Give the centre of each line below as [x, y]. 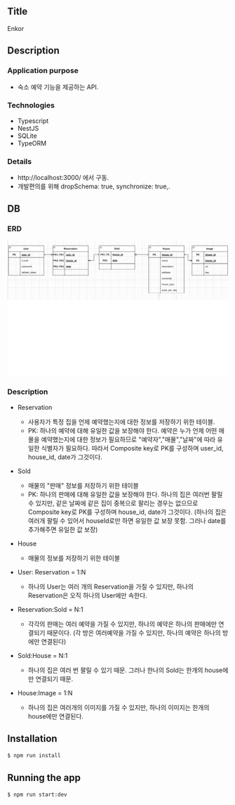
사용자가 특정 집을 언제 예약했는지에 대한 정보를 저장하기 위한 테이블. [121, 422]
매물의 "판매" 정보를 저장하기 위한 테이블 [83, 485]
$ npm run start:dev [38, 795]
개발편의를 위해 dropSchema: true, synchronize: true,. [94, 186]
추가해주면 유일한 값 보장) [63, 529]
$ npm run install [34, 756]
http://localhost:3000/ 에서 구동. [63, 178]
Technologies [31, 105]
